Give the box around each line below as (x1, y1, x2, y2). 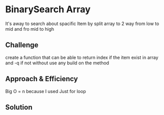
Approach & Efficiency (5, 75, 78, 83)
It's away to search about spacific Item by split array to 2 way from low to (5, 20, 159, 27)
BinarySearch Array (5, 4, 91, 15)
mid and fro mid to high (5, 26, 54, 32)
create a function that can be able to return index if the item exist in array (5, 54, 159, 60)
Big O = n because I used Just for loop (5, 88, 86, 94)
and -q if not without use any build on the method (5, 60, 110, 66)
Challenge (5, 41, 39, 50)
